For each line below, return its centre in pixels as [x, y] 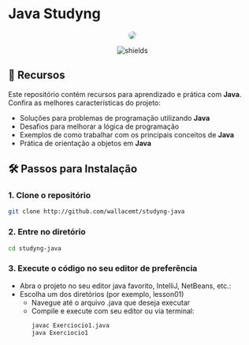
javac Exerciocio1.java [71, 325]
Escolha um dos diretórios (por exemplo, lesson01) [102, 294]
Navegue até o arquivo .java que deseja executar [111, 302]
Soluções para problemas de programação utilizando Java [115, 118]
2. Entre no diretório [47, 232]
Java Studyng [54, 14]
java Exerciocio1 [60, 332]
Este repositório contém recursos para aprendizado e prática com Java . [125, 94]
